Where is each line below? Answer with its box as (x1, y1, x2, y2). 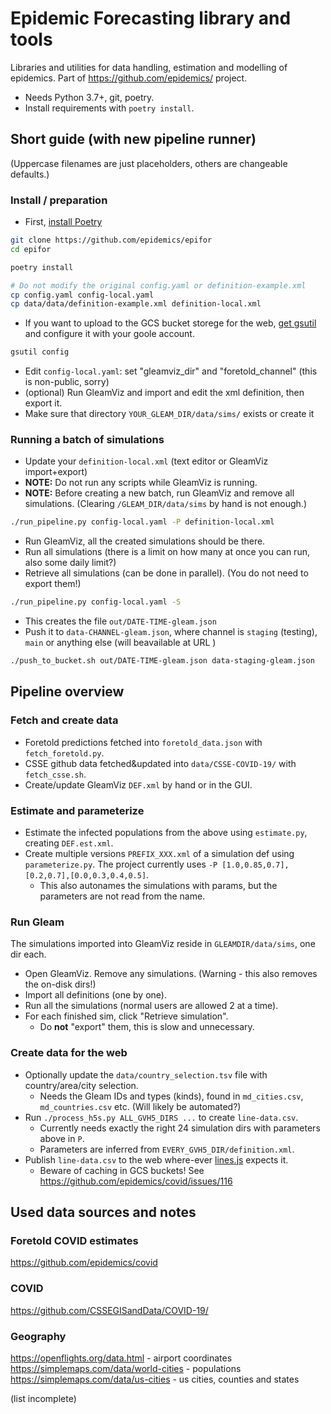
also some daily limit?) (24, 557, 117, 569)
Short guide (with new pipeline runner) (10, 131, 257, 148)
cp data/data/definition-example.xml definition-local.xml (10, 299, 262, 309)
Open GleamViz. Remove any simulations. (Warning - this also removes (24, 968, 318, 980)
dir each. (10, 948, 47, 961)
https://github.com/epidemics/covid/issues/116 (39, 1175, 233, 1187)
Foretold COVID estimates (10, 1233, 139, 1247)
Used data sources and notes (10, 1204, 197, 1221)
